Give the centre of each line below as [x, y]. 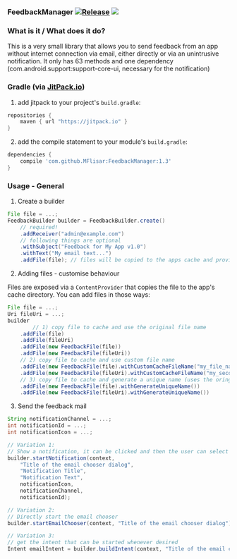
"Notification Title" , [53, 471]
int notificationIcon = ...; [50, 432]
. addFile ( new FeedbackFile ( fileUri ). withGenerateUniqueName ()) [115, 393]
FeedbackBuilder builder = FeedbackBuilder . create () [86, 221]
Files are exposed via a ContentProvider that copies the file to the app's [111, 287]
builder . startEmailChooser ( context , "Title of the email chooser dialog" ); [121, 523]
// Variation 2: [31, 510]
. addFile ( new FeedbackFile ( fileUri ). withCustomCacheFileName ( [113, 373]
